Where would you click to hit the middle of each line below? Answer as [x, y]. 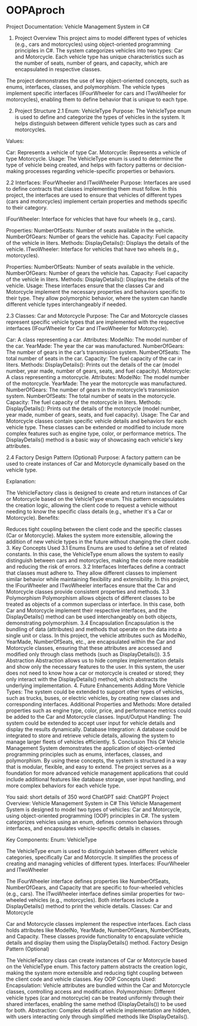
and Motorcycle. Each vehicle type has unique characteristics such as [99, 57]
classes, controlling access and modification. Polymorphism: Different [91, 991]
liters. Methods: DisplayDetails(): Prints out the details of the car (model [93, 364]
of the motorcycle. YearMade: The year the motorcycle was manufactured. [96, 383]
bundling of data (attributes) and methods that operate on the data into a [94, 629]
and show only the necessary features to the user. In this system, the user [96, 666]
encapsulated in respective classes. [58, 69]
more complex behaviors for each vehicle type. [63, 785]
